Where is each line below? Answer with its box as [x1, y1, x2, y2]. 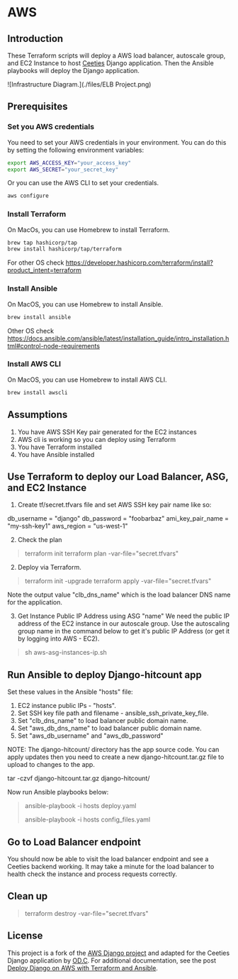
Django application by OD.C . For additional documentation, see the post [7, 956, 216, 965]
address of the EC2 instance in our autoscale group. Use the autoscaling [17, 619, 230, 628]
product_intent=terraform [7, 266, 81, 275]
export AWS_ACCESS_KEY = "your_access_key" [7, 159, 132, 167]
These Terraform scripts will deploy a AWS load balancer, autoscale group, [7, 51, 226, 60]
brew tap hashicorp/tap [7, 239, 78, 246]
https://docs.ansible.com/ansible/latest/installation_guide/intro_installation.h [7, 334, 229, 343]
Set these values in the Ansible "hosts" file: [7, 687, 133, 696]
